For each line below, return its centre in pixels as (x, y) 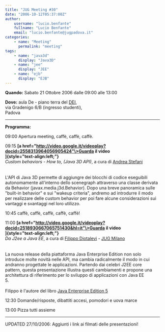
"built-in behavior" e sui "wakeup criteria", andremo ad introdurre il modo (79, 193)
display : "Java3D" (37, 60)
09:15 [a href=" (21, 146)
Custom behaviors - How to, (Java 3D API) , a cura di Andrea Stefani (74, 161)
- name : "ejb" (28, 74)
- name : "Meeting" (33, 42)
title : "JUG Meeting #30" (31, 10)
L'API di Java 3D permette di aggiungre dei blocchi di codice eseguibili (76, 177)
